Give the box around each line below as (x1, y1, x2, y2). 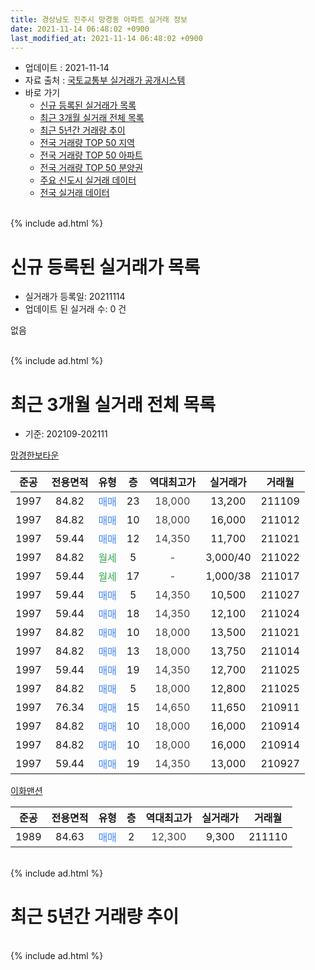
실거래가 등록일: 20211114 (24, 291, 126, 303)
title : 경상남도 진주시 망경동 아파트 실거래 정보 (10, 14, 188, 25)
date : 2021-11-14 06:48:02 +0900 (10, 24, 150, 34)
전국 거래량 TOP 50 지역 (39, 137, 135, 149)
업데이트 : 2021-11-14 (24, 62, 110, 74)
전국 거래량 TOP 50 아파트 (39, 149, 143, 161)
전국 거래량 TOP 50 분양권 (39, 162, 143, 174)
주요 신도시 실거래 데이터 (39, 174, 137, 186)
